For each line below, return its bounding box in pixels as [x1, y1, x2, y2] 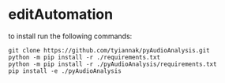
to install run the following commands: [8, 31, 133, 41]
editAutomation [8, 5, 113, 23]
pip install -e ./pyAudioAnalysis [8, 67, 122, 75]
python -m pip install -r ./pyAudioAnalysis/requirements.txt [8, 60, 217, 68]
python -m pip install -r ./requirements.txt [8, 53, 160, 61]
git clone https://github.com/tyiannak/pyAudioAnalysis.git [8, 46, 211, 54]
